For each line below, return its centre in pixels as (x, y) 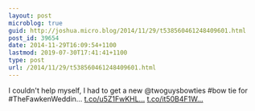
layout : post (30, 16)
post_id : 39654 (34, 38)
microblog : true (35, 23)
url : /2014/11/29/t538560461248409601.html (82, 68)
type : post (27, 61)
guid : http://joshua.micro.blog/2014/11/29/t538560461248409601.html (127, 30)
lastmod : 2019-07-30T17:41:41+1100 (68, 53)
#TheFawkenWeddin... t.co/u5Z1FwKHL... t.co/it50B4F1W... (106, 99)
